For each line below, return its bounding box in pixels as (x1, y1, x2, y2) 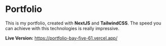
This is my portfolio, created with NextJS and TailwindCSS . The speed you (5, 20, 161, 26)
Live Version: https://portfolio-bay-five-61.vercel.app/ (5, 35, 118, 41)
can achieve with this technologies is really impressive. (5, 25, 120, 31)
